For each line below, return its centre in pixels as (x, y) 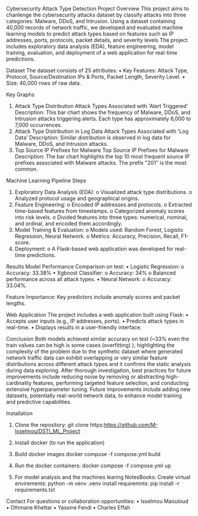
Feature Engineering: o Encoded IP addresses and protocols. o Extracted (103, 205)
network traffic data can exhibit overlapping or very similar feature (87, 358)
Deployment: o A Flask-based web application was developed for (94, 249)
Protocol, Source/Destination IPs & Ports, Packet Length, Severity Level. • (96, 77)
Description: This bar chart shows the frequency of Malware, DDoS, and (103, 112)
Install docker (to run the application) (60, 442)
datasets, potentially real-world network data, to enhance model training (94, 396)
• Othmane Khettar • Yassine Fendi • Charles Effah (68, 507)
